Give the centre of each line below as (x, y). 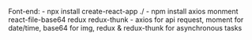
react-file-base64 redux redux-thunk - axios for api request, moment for (126, 20)
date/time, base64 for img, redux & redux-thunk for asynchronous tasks (125, 28)
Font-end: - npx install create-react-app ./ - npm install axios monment (123, 11)
